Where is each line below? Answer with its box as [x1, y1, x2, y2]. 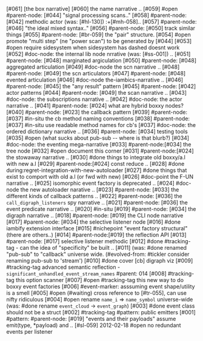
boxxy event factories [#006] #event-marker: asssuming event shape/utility [6, 283, 195, 290]
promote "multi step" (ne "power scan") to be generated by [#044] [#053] [6, 38, 192, 44]
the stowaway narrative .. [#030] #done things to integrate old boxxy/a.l [6, 154, 186, 160]
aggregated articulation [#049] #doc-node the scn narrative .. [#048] [6, 63, 180, 71]
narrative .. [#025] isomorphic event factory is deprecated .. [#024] [6, 179, 175, 187]
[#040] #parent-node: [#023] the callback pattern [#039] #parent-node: [6, 109, 188, 115]
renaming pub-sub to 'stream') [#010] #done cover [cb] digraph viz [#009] [6, 257, 193, 264]
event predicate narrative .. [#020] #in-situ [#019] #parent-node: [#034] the [6, 205, 196, 212]
